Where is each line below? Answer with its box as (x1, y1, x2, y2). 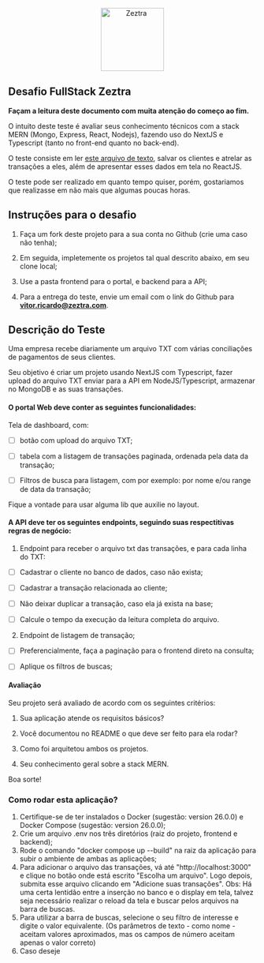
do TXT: (19, 553, 46, 562)
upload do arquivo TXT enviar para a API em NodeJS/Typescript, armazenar (8, 376, 256, 386)
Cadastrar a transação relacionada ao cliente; (19, 583, 168, 593)
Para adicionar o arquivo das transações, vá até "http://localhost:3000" (19, 862, 252, 871)
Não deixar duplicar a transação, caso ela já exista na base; (19, 599, 214, 609)
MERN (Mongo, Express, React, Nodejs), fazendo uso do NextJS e (8, 129, 224, 139)
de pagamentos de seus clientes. (8, 352, 116, 362)
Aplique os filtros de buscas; (19, 661, 113, 671)
